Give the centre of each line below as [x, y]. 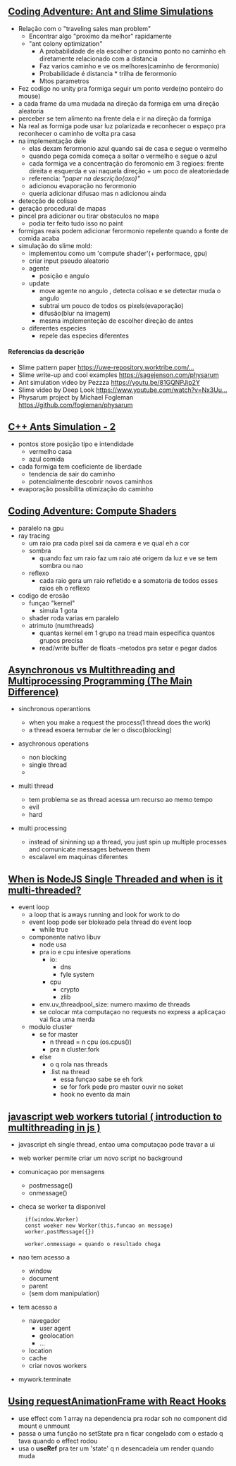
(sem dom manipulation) [64, 1293]
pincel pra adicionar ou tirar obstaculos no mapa [88, 216]
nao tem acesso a [44, 1257]
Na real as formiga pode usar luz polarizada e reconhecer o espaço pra [122, 125]
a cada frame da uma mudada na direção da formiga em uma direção [119, 103]
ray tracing [34, 536]
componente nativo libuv [64, 937]
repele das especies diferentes [84, 335]
